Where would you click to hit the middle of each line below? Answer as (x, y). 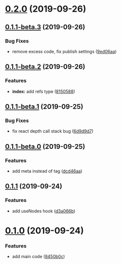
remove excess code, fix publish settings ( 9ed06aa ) (64, 51)
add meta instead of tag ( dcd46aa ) (47, 171)
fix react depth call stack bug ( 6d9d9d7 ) (53, 131)
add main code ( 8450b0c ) (38, 257)
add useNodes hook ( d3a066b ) (44, 211)
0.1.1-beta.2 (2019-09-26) (45, 67)
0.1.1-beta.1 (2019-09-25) (44, 107)
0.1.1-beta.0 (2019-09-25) (45, 147)
